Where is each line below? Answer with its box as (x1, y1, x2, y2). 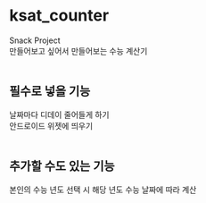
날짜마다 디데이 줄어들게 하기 (9, 109, 110, 120)
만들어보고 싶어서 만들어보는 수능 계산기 (9, 46, 148, 56)
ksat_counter (9, 5, 110, 26)
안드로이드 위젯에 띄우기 (9, 120, 94, 131)
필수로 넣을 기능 (9, 84, 91, 99)
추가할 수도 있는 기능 (9, 158, 115, 174)
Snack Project (9, 35, 61, 46)
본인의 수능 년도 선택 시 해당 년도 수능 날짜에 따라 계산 (9, 184, 197, 195)
